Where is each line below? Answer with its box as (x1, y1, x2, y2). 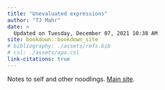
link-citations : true (7, 56, 71, 63)
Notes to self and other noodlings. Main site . (7, 75, 135, 83)
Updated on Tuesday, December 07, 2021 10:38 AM (13, 29, 158, 37)
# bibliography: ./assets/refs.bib (7, 43, 111, 50)
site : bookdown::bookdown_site (7, 36, 99, 43)
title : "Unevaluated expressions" (7, 10, 108, 17)
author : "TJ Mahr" (7, 17, 61, 24)
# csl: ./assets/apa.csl (7, 50, 80, 57)
